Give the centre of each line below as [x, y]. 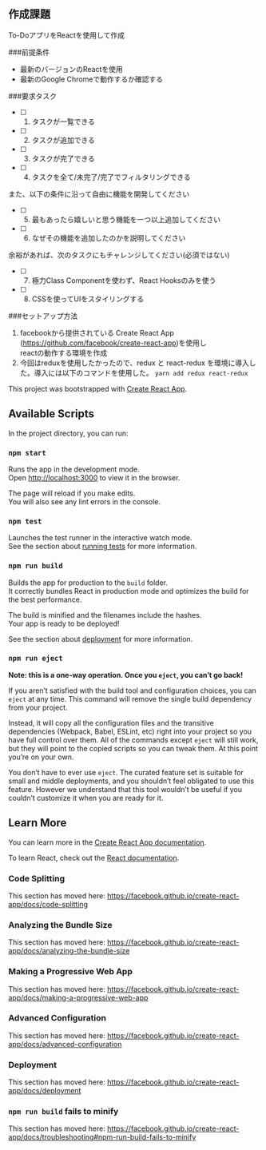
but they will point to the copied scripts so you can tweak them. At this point [133, 748]
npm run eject [36, 659]
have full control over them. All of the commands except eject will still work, [133, 740]
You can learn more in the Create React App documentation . [107, 842]
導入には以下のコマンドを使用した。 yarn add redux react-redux [141, 372]
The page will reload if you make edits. [72, 493]
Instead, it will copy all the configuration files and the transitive [111, 722]
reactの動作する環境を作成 [64, 352]
